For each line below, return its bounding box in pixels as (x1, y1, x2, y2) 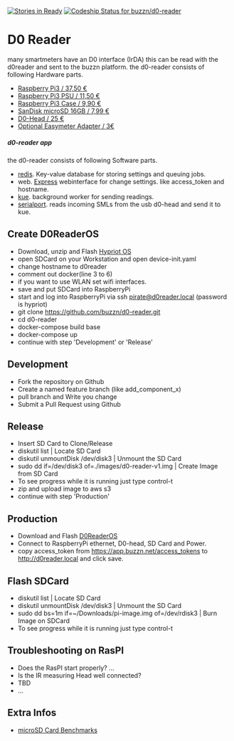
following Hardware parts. (7, 70, 83, 78)
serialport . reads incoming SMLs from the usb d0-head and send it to (17, 200, 221, 208)
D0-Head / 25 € (17, 114, 65, 122)
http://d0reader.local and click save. (17, 555, 124, 563)
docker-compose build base (17, 322, 101, 331)
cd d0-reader (17, 315, 58, 324)
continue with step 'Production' (17, 492, 110, 501)
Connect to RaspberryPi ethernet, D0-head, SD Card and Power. (17, 539, 207, 548)
